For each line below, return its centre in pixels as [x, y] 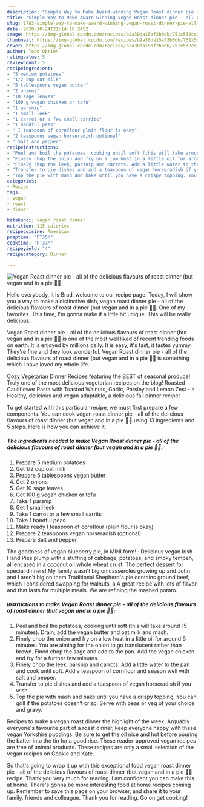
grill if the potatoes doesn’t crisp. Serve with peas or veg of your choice [105, 703]
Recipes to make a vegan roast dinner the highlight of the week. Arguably [98, 721]
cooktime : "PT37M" [30, 243]
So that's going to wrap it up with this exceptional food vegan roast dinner [99, 766]
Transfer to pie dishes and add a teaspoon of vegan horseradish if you [103, 684]
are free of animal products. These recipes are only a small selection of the [100, 748]
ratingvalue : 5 [26, 57]
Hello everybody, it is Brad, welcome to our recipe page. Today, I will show [100, 295]
